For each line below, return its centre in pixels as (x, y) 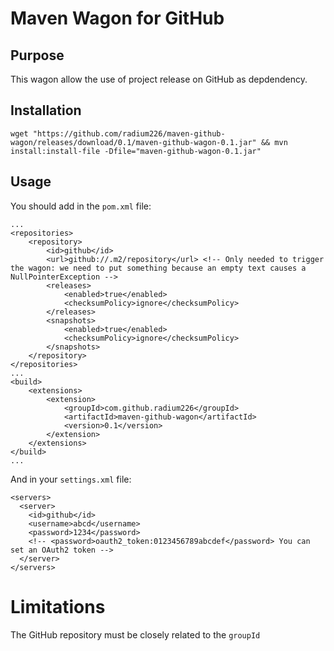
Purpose (37, 55)
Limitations (58, 606)
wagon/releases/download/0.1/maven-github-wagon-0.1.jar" (133, 142)
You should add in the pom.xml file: (81, 206)
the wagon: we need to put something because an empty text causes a (158, 268)
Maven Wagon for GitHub (117, 18)
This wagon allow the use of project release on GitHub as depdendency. (159, 79)
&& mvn (274, 142)
